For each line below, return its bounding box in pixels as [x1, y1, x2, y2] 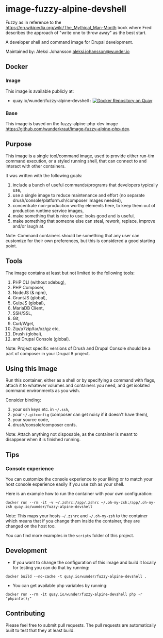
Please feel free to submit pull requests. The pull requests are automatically [5, 622, 157, 628]
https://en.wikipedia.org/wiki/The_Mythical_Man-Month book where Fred [5, 24, 152, 30]
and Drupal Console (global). [12, 336, 70, 342]
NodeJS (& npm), [12, 290, 48, 295]
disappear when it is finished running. [5, 437, 81, 442]
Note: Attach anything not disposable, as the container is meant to [5, 431, 138, 437]
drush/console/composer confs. [12, 422, 77, 428]
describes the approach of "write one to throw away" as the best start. [5, 30, 147, 35]
